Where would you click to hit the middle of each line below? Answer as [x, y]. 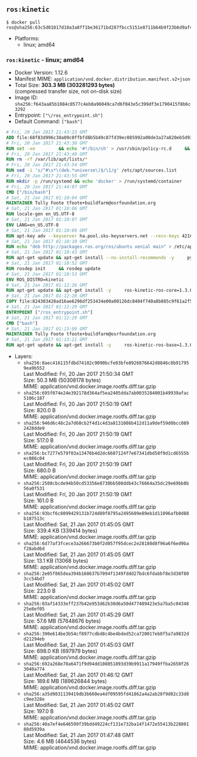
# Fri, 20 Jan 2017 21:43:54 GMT [47, 165]
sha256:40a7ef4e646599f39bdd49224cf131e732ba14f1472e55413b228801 [106, 724]
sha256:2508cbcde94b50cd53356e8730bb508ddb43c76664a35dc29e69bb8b [106, 484]
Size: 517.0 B [38, 440]
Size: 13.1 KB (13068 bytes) [56, 561]
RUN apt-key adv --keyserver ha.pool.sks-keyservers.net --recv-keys [93, 236]
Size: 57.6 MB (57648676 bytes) [62, 621]
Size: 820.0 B [39, 411]
